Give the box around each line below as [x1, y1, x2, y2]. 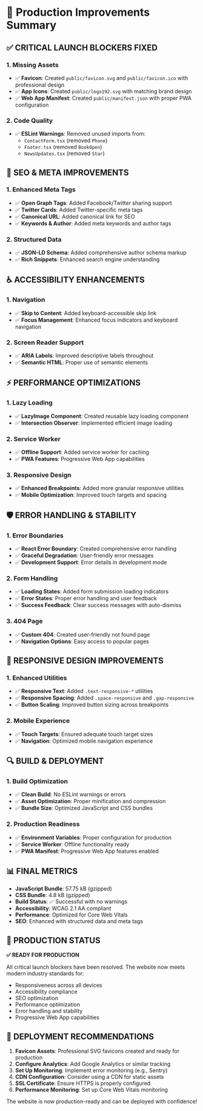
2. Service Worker [6, 434, 61, 443]
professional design [15, 81, 65, 88]
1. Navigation [6, 296, 45, 304]
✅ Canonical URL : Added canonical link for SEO [15, 213, 135, 220]
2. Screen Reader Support [6, 338, 84, 347]
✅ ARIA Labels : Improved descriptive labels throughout [15, 352, 154, 359]
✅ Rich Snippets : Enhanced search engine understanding [15, 256, 160, 263]
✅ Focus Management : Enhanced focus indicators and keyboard [15, 316, 178, 323]
